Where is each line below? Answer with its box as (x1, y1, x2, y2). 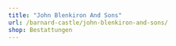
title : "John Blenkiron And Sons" (8, 11, 123, 19)
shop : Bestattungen (8, 26, 73, 34)
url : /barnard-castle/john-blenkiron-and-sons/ (8, 19, 169, 27)
